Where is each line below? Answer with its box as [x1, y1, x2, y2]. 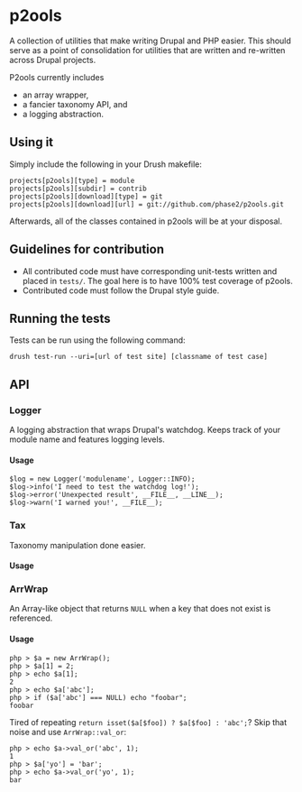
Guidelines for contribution [9, 242, 165, 257]
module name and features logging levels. [9, 434, 165, 445]
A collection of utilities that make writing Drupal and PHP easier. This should [9, 35, 291, 46]
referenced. [9, 612, 53, 623]
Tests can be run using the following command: [9, 335, 187, 345]
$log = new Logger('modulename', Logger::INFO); [9, 474, 196, 483]
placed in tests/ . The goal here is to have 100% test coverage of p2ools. [22, 275, 293, 286]
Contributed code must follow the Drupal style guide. [22, 285, 220, 296]
